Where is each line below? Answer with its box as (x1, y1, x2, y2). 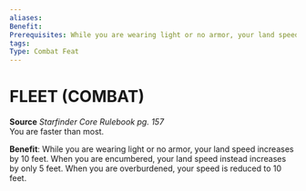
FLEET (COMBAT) (9, 86, 145, 107)
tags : (9, 38, 30, 48)
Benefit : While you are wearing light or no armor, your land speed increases (9, 144, 294, 155)
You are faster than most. (9, 126, 105, 137)
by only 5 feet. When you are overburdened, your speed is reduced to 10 (9, 163, 282, 174)
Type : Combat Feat (9, 47, 79, 56)
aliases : (9, 13, 43, 23)
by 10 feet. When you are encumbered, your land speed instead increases (9, 154, 287, 165)
